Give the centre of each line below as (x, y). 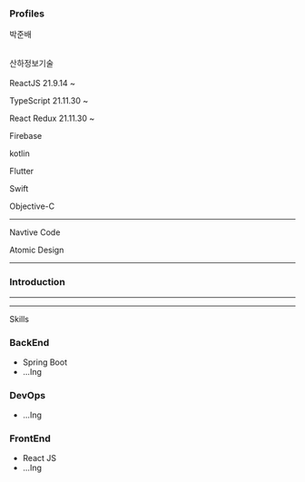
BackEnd (30, 342)
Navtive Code (35, 232)
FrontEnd (30, 438)
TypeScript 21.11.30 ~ (49, 101)
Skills (20, 319)
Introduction (37, 282)
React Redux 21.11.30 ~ (52, 118)
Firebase (26, 136)
